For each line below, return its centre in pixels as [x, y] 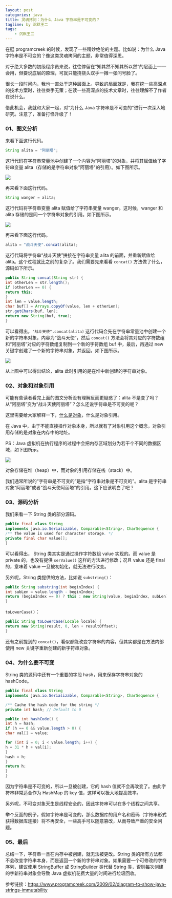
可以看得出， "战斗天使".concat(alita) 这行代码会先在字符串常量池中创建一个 [86, 331]
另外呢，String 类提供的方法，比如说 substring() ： [59, 577]
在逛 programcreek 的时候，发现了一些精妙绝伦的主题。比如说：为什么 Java [85, 49]
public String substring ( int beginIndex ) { [52, 587]
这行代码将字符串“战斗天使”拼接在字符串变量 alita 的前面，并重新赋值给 [80, 255]
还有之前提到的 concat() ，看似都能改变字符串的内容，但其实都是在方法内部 [85, 641]
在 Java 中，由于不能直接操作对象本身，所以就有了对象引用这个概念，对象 [83, 426]
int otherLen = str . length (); [38, 282]
